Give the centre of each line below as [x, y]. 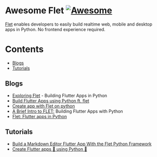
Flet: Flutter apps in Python [39, 116]
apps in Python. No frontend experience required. [55, 29]
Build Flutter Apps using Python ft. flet [51, 100]
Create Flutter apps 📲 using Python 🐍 [50, 149]
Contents [25, 49]
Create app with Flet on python [43, 106]
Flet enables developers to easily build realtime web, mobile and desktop [79, 24]
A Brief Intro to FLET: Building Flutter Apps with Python [68, 111]
